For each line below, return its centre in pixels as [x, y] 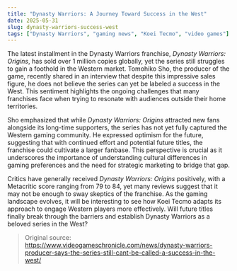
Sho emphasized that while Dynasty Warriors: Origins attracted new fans [114, 120]
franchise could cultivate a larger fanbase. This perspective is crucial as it [115, 150]
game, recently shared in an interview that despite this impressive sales [111, 76]
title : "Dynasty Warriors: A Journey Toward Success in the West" [107, 14]
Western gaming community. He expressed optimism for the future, [105, 135]
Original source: [48, 238]
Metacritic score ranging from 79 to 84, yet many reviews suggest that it [112, 186]
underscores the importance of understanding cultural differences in [107, 158]
